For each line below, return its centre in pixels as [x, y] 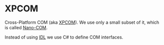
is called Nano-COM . [26, 27]
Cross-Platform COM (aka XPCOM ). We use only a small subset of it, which [82, 22]
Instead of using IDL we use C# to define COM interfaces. [64, 37]
